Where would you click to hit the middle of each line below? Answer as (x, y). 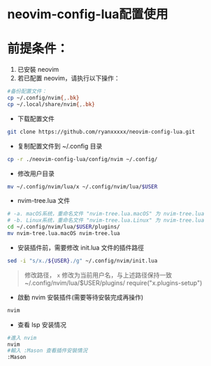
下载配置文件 (36, 119)
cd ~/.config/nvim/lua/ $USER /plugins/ (64, 227)
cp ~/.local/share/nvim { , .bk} (51, 104)
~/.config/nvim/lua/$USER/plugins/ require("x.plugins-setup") (113, 282)
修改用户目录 (36, 173)
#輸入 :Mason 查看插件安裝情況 (48, 351)
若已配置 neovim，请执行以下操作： (68, 78)
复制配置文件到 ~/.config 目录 (60, 146)
